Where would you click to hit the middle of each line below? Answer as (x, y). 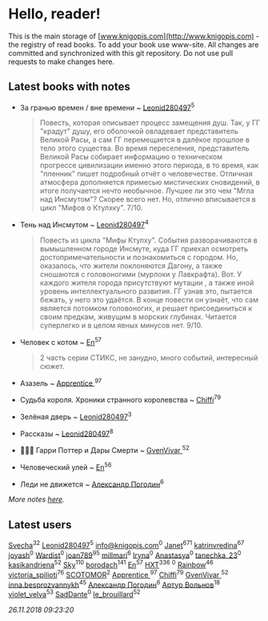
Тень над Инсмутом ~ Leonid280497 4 (84, 224)
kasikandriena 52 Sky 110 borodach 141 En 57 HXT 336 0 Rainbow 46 (111, 564)
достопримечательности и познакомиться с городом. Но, (139, 258)
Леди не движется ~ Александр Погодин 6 (92, 483)
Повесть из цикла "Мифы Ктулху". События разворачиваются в (148, 240)
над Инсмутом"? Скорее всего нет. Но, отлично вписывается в (148, 199)
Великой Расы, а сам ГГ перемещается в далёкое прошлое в (145, 140)
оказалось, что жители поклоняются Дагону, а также (131, 266)
